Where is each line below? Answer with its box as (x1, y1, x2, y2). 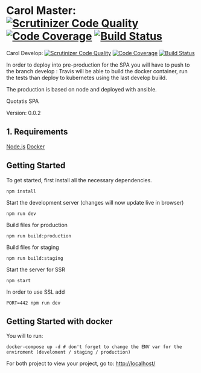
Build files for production (6, 221, 68, 228)
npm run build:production (6, 233, 71, 239)
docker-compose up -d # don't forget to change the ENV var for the (6, 344, 182, 350)
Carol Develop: (6, 49, 43, 56)
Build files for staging (6, 243, 59, 251)
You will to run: (6, 332, 43, 340)
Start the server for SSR (6, 266, 65, 273)
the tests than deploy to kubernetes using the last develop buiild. (6, 74, 167, 81)
